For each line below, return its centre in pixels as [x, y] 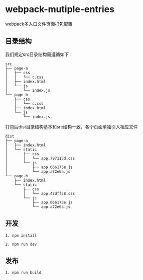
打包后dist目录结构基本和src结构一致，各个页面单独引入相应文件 [71, 126]
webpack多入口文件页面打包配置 [39, 24]
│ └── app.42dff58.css [49, 193]
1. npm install [21, 235]
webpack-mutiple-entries [60, 9]
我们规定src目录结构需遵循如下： [39, 54]
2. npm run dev [21, 244]
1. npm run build [23, 273]
